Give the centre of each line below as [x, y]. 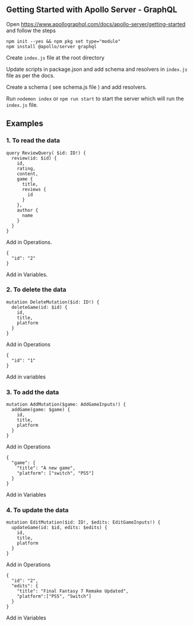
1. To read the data [33, 140]
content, [28, 174]
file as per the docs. [31, 75]
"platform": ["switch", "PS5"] [56, 473]
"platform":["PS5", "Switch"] [54, 597]
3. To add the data [33, 392]
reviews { [34, 189]
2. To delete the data [36, 290]
